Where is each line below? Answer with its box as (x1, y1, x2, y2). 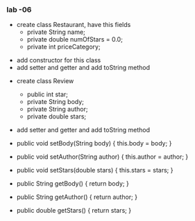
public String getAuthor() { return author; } (16, 193, 138, 202)
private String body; (26, 98, 85, 106)
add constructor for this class (16, 56, 101, 64)
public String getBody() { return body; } (16, 179, 129, 188)
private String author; (26, 105, 88, 114)
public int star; (26, 90, 69, 98)
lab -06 (6, 5, 32, 15)
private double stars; (26, 112, 87, 121)
